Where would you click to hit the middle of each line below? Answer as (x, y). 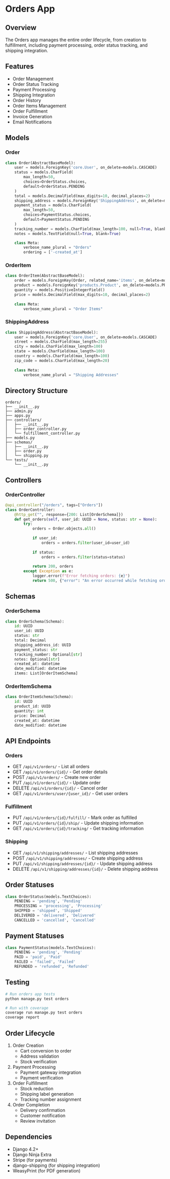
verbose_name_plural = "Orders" (58, 248)
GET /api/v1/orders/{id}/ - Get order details (60, 772)
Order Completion (31, 1104)
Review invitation (38, 1121)
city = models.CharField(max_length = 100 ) (58, 347)
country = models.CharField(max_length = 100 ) (62, 356)
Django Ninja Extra (32, 1154)
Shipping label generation (47, 1094)
